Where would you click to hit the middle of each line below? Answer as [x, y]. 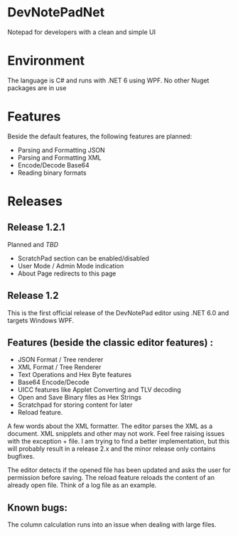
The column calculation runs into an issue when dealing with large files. [112, 525]
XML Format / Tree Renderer [59, 367]
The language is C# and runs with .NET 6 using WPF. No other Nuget [108, 80]
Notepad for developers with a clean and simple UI [82, 32]
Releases [35, 201]
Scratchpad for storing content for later [75, 405]
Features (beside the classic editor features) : [110, 343]
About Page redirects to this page [67, 273]
